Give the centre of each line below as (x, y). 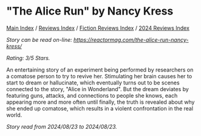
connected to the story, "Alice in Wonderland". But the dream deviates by (98, 89)
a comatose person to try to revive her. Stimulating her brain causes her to (99, 76)
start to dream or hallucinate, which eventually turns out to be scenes (93, 83)
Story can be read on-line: (39, 39)
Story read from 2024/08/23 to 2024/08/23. (62, 126)
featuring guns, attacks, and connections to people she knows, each (92, 95)
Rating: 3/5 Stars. (28, 58)
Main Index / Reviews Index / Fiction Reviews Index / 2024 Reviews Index (98, 28)
